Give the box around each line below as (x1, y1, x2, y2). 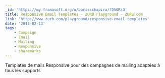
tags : (5, 26, 16, 31)
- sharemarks (14, 48, 41, 53)
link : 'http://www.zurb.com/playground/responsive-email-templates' (5, 16, 150, 21)
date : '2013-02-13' (5, 21, 46, 26)
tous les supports (5, 67, 41, 73)
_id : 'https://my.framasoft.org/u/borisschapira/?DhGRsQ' (5, 7, 127, 12)
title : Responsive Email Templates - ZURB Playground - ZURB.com (5, 12, 143, 17)
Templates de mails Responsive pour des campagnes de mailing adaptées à (5, 62, 160, 68)
